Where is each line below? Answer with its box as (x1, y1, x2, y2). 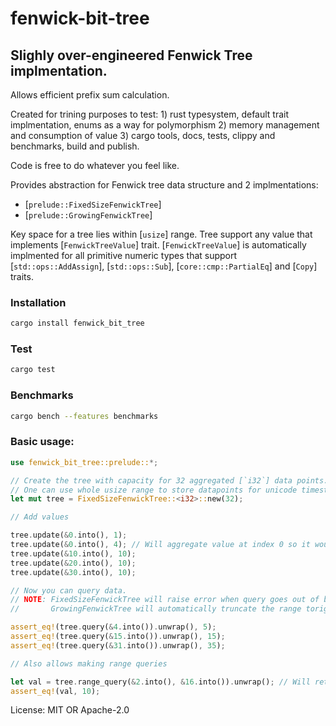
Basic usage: (10, 435, 75, 449)
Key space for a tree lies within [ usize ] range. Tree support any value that (10, 228, 313, 240)
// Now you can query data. (10, 585, 128, 596)
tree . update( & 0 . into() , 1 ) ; (10, 530, 128, 541)
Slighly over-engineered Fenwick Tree (10, 47, 253, 64)
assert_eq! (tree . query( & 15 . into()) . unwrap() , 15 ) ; (10, 632, 226, 642)
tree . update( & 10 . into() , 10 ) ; (10, 548, 137, 559)
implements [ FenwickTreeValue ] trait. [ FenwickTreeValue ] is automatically (10, 239, 307, 251)
